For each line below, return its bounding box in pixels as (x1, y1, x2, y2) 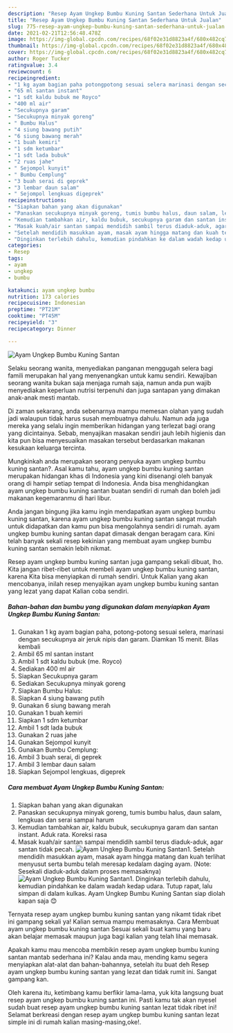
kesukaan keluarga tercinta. (8, 443, 87, 452)
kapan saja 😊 (17, 897, 57, 905)
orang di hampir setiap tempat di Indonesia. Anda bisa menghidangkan (8, 479, 209, 487)
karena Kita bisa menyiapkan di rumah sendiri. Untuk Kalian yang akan (8, 572, 209, 581)
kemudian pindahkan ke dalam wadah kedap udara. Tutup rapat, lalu (17, 881, 213, 890)
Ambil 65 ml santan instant (17, 649, 94, 658)
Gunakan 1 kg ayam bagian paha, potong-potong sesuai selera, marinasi (17, 628, 224, 636)
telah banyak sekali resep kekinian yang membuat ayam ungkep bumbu (8, 536, 212, 545)
